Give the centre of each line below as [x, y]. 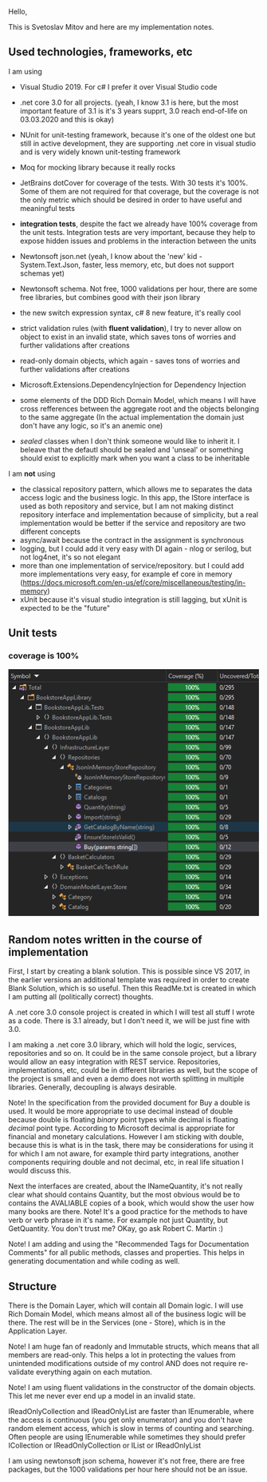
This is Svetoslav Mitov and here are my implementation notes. [111, 27]
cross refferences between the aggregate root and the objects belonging [139, 408]
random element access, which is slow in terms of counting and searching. [131, 1428]
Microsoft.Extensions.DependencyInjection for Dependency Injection [133, 384]
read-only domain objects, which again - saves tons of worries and [130, 361]
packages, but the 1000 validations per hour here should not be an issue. [128, 1469]
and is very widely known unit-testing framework [100, 152]
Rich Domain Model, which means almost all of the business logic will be [127, 1314]
